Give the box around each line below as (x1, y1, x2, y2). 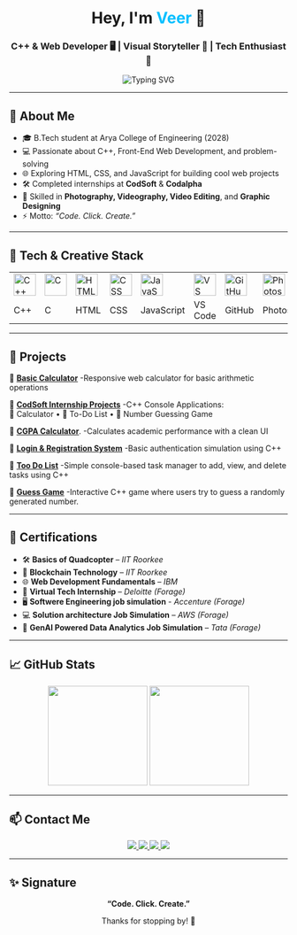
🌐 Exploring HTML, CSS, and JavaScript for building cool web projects (21, 168, 280, 179)
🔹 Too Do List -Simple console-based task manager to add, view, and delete (9, 460, 287, 470)
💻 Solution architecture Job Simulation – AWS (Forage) (21, 609, 230, 620)
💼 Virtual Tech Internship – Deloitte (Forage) (21, 586, 186, 597)
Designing (21, 201, 61, 212)
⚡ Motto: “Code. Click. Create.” (21, 211, 136, 221)
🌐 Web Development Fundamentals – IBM (21, 576, 179, 587)
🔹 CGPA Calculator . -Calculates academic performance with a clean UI (9, 425, 269, 437)
